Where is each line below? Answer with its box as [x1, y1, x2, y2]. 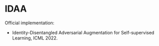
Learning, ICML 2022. [12, 35, 58, 41]
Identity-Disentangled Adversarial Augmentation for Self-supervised [12, 29, 155, 35]
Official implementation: [5, 20, 55, 26]
